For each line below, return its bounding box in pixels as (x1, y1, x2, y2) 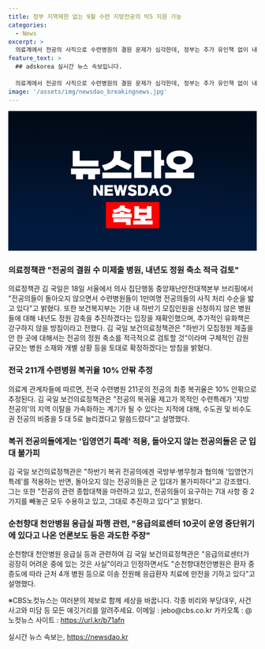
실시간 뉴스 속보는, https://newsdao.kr (8, 632, 129, 642)
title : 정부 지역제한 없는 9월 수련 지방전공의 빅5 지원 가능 (8, 13, 182, 21)
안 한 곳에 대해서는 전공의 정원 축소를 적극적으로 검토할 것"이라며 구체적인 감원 (8, 333, 249, 343)
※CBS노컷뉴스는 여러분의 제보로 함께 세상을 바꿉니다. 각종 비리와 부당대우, (8, 596, 237, 606)
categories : (8, 21, 47, 29)
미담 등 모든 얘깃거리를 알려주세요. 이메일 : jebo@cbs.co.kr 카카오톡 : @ (28, 606, 252, 615)
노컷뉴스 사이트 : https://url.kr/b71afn (8, 616, 125, 625)
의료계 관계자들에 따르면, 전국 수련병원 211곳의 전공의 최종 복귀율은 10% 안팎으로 (8, 384, 257, 394)
